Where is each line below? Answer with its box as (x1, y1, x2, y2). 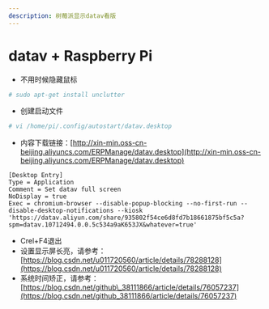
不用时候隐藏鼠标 (19, 74, 78, 84)
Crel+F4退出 (19, 236, 62, 246)
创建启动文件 (19, 106, 63, 116)
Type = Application (8, 179, 75, 187)
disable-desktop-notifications (8, 207, 114, 215)
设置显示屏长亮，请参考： (19, 246, 106, 256)
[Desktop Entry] (8, 171, 63, 180)
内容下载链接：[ (19, 138, 73, 148)
